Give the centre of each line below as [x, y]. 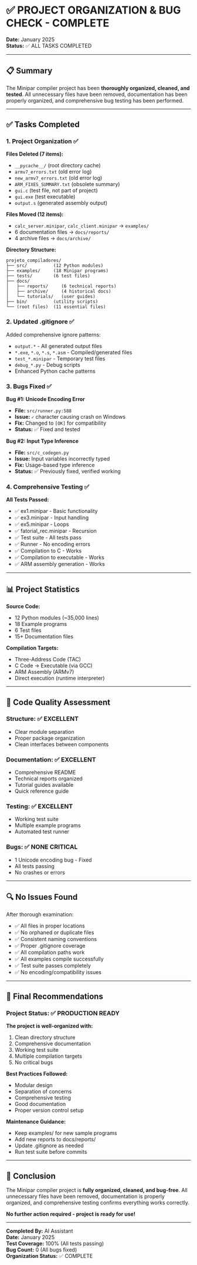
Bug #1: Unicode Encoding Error [45, 399]
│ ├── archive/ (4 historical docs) [59, 292]
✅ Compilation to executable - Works [59, 558]
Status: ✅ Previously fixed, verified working [68, 471]
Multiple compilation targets [48, 1056]
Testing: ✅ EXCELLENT [40, 806]
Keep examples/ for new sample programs [66, 1133]
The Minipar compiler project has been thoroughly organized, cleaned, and [98, 88]
